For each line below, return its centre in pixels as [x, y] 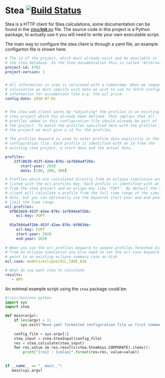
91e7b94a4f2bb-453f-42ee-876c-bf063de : [50, 225]
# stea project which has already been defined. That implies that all [80, 116]
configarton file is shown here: [36, 49]
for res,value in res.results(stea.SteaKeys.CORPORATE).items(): [82, 348]
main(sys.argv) [27, 370]
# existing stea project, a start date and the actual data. [69, 148]
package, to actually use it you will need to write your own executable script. [82, 34]
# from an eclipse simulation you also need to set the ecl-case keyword [82, 252]
